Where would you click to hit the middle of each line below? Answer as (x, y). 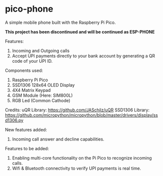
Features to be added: (27, 148)
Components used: (24, 70)
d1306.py (14, 120)
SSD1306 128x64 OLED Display (43, 85)
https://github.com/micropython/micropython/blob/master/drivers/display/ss (81, 115)
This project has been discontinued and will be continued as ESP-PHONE (80, 32)
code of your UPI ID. (32, 61)
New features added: (26, 129)
